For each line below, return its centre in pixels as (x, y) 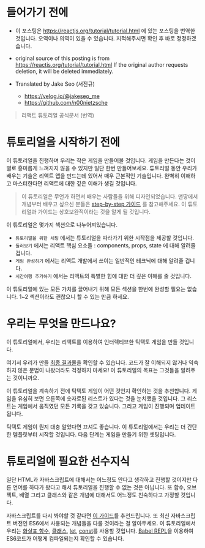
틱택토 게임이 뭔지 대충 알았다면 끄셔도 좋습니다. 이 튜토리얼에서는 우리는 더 (96, 427)
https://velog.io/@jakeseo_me (62, 96)
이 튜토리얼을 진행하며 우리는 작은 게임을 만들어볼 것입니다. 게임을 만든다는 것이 (101, 160)
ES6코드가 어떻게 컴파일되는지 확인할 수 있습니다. (65, 538)
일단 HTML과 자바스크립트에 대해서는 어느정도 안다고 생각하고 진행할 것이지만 (99, 479)
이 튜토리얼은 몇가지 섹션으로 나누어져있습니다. (62, 225)
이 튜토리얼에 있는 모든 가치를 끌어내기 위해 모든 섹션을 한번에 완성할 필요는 (96, 289)
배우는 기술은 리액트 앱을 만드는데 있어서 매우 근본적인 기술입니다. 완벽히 (93, 176)
